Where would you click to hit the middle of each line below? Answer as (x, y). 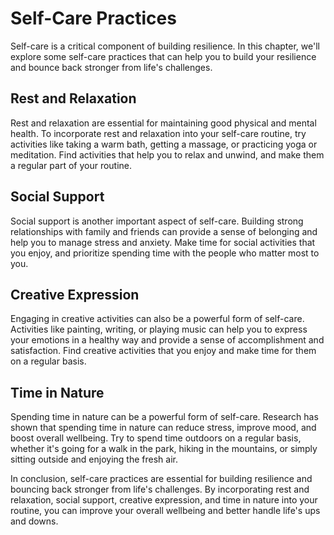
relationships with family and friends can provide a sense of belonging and (164, 231)
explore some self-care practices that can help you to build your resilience (163, 56)
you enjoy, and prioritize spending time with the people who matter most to (165, 253)
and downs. (34, 521)
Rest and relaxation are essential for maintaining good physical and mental (163, 123)
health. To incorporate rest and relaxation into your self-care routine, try (158, 133)
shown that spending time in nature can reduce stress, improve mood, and (163, 428)
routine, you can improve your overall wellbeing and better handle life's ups (165, 511)
